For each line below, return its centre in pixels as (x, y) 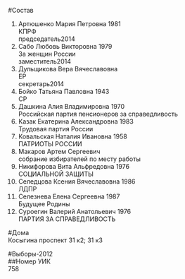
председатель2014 (47, 39)
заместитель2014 (44, 61)
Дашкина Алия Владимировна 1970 (71, 106)
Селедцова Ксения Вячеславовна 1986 (77, 182)
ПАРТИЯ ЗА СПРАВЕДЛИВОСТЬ (67, 219)
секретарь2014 (41, 84)
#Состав (21, 10)
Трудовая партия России (56, 129)
